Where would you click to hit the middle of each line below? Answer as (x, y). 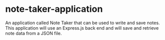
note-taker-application (54, 9)
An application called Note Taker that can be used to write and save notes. (82, 23)
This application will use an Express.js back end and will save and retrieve (82, 28)
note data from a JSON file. (34, 33)
